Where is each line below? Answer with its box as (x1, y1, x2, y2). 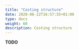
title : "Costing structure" (5, 7, 64, 12)
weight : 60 (5, 21, 28, 26)
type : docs (5, 16, 28, 21)
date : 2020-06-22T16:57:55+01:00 (5, 12, 75, 17)
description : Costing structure (5, 26, 72, 31)
